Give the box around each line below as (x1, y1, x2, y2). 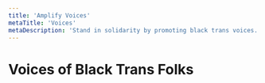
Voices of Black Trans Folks (8, 60, 194, 78)
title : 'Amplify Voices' (8, 11, 91, 20)
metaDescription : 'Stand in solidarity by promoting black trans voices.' (8, 26, 262, 34)
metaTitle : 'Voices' (8, 19, 77, 27)
